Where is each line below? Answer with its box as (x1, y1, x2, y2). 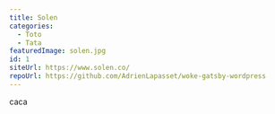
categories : (9, 22, 54, 31)
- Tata (17, 38, 42, 48)
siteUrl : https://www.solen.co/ (9, 64, 130, 73)
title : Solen (9, 13, 58, 22)
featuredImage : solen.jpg (9, 47, 106, 56)
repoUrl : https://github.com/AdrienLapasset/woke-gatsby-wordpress (9, 72, 267, 81)
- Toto (17, 30, 42, 39)
